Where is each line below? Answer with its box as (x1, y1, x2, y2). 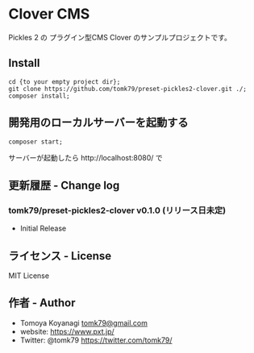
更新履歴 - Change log (8, 178, 120, 192)
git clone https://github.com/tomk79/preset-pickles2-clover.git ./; (8, 85, 248, 93)
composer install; (8, 92, 70, 100)
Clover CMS (8, 5, 90, 23)
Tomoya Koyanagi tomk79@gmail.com (19, 318, 148, 327)
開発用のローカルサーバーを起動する (8, 116, 189, 130)
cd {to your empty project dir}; (8, 77, 121, 85)
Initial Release (19, 223, 67, 234)
